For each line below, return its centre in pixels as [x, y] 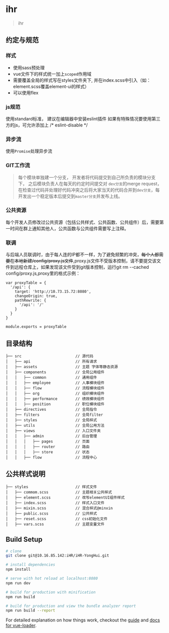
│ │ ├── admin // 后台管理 [51, 436]
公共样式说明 [26, 474]
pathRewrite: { [31, 300]
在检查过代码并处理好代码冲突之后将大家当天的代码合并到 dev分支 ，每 [89, 190]
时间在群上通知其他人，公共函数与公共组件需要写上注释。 [69, 228]
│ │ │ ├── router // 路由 [48, 447]
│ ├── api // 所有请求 [51, 361]
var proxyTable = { [26, 283]
